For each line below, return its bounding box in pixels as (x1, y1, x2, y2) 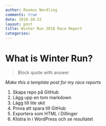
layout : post (5, 21, 33, 27)
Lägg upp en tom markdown (12, 94, 72, 100)
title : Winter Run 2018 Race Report (5, 26, 82, 31)
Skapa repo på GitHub (12, 89, 59, 95)
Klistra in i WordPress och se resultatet (12, 116, 93, 122)
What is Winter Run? (5, 53, 93, 64)
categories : (5, 31, 30, 36)
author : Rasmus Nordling (5, 7, 58, 13)
